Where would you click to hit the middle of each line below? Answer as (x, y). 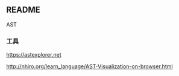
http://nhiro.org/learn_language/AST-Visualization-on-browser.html (89, 66)
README (23, 10)
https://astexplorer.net (34, 55)
